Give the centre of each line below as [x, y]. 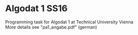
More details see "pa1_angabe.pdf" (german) [51, 27]
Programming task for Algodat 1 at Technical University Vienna [69, 22]
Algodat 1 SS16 [36, 9]
